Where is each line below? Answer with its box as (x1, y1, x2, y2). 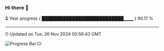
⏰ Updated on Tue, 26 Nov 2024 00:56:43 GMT (5, 31, 102, 37)
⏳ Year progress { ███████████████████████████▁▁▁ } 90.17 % (5, 15, 154, 21)
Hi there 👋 (5, 4, 29, 11)
